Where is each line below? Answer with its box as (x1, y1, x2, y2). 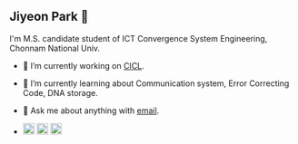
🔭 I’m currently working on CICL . (22, 60, 145, 71)
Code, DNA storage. (22, 87, 98, 98)
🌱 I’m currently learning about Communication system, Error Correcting (22, 78, 290, 89)
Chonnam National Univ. (9, 43, 101, 53)
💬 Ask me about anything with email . (22, 105, 160, 116)
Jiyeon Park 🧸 (9, 9, 89, 24)
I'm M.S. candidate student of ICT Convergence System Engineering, (9, 33, 268, 43)
